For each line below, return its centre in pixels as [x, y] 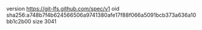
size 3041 [44, 21]
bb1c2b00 [19, 21]
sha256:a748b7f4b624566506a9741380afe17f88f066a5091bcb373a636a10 [101, 15]
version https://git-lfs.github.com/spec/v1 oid [63, 9]
